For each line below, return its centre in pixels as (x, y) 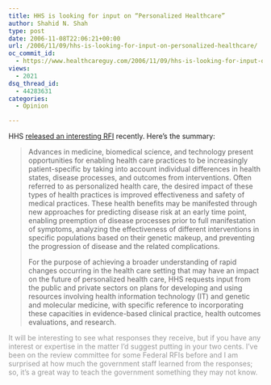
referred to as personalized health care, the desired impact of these (141, 186)
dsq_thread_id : (34, 83)
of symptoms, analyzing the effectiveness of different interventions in (144, 229)
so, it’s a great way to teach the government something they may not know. (133, 372)
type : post (27, 31)
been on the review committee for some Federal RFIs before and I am (123, 355)
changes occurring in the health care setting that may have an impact (144, 271)
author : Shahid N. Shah (48, 23)
